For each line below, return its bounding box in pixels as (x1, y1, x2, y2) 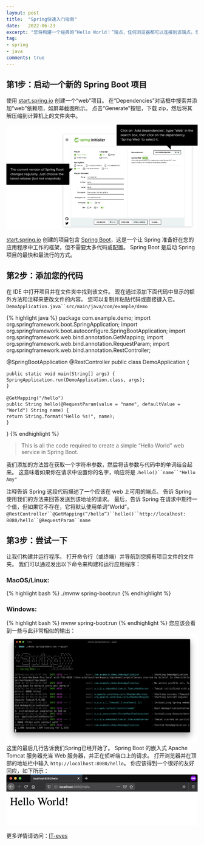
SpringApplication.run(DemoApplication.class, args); (6, 377, 146, 383)
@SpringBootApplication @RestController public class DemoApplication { (6, 358, 189, 365)
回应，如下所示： (6, 767, 49, 774)
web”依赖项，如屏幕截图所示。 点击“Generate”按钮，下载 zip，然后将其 (14, 104, 193, 112)
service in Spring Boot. (21, 448, 79, 455)
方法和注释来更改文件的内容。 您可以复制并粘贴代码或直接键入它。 (11, 295, 178, 303)
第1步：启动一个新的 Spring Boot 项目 (6, 80, 147, 90)
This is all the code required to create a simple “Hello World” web (21, 441, 185, 449)
